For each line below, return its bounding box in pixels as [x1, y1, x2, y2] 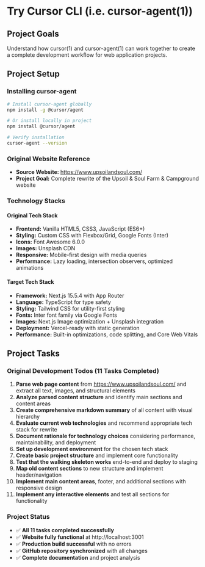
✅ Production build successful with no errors [15, 540, 132, 547]
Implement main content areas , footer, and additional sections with [15, 478, 187, 485]
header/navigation [15, 471, 62, 479]
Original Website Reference [7, 154, 90, 163]
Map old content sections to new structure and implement [15, 465, 164, 472]
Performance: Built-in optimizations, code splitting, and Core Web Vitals [15, 331, 198, 338]
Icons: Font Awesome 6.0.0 [15, 238, 85, 245]
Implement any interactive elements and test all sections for [15, 491, 170, 498]
